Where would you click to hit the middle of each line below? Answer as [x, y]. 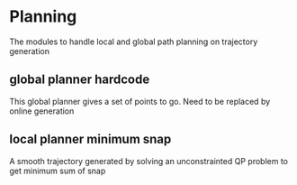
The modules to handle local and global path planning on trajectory [134, 42]
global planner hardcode [80, 80]
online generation [42, 111]
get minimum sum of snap [58, 171]
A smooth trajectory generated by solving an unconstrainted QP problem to [148, 161]
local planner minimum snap [90, 139]
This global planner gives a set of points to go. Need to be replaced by [140, 101]
